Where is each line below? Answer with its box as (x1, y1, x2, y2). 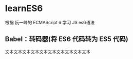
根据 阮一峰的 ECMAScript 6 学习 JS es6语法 (5, 19, 95, 25)
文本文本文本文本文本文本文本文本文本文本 (5, 49, 91, 55)
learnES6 (5, 3, 43, 14)
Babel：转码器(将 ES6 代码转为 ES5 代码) (5, 35, 128, 44)
